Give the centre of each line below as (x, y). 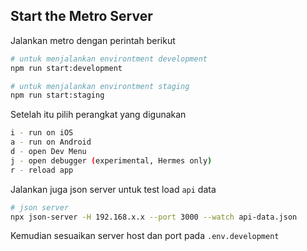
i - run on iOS (42, 133)
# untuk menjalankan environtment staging (100, 86)
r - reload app (42, 170)
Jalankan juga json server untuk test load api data (113, 189)
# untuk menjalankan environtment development (109, 59)
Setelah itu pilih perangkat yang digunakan (98, 115)
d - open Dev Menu (48, 152)
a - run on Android (51, 142)
